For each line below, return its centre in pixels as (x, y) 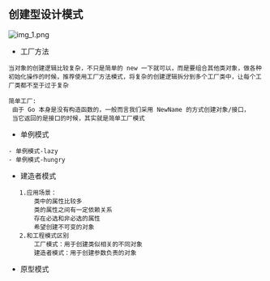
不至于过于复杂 (47, 85)
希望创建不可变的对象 (64, 227)
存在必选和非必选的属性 (67, 218)
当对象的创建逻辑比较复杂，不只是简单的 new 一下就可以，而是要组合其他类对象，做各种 (135, 68)
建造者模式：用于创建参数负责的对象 (85, 253)
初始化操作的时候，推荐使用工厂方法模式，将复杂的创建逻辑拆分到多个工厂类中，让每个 (132, 77)
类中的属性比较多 (58, 201)
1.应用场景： (38, 193)
